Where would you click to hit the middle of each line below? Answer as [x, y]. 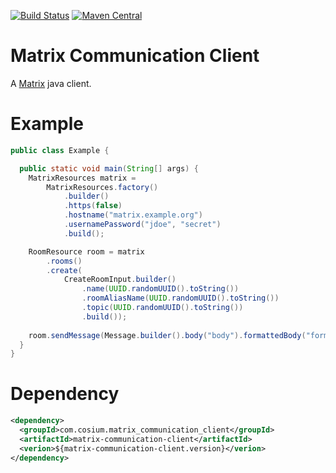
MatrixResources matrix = [82, 178]
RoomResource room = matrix [86, 251]
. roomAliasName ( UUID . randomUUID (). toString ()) [180, 298]
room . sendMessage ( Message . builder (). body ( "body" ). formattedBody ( [167, 335]
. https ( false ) [93, 206]
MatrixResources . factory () [102, 187]
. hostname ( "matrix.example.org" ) [133, 215]
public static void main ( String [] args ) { [109, 168]
